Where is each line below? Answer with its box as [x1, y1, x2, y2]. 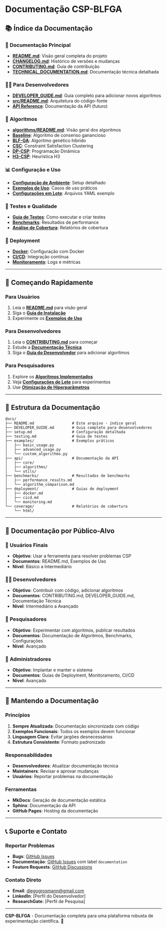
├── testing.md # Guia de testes [5, 434, 108, 439]
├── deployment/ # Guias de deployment [5, 486, 119, 492]
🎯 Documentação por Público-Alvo [5, 526, 115, 535]
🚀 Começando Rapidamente [5, 278, 93, 287]
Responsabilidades [5, 751, 53, 758]
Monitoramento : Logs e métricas [12, 259, 81, 265]
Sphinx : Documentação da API [12, 803, 76, 809]
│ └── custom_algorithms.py [5, 451, 68, 457]
